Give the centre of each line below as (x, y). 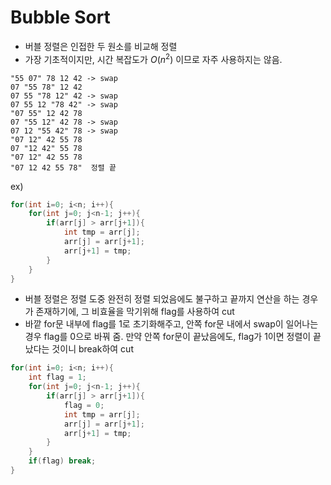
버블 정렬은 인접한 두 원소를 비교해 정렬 (101, 46)
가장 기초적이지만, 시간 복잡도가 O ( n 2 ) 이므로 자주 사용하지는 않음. (153, 58)
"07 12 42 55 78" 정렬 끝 (63, 167)
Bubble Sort (60, 17)
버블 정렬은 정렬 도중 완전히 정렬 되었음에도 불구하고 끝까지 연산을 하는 (162, 299)
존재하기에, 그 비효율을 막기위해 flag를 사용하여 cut (135, 312)
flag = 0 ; (84, 405)
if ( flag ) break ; (62, 461)
